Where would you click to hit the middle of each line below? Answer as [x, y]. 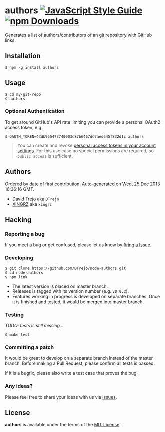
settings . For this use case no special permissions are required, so [85, 151]
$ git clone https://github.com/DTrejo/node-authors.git [66, 268]
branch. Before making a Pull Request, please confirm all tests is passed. [80, 363]
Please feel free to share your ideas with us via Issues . [61, 397]
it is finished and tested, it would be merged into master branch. [78, 302]
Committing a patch [30, 347]
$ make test [17, 335]
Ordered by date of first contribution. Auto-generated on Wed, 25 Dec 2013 [82, 184]
